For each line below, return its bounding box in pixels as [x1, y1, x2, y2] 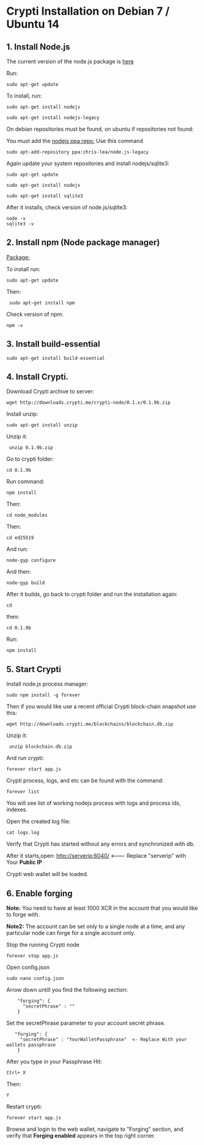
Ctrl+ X [6, 1070, 26, 1076]
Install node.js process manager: [6, 680, 89, 688]
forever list [6, 789, 40, 795]
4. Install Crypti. [6, 371, 69, 382]
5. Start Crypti [6, 664, 61, 675]
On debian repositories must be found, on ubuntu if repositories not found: [6, 125, 194, 133]
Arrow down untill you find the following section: [6, 986, 128, 993]
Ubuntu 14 [6, 17, 60, 31]
